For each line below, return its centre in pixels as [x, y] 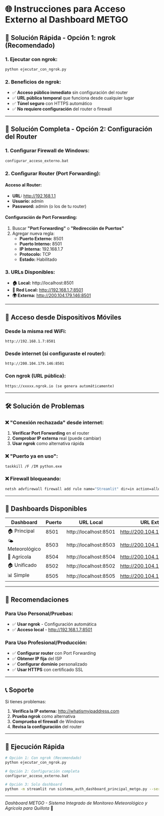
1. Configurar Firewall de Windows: [47, 151]
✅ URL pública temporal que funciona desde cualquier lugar [73, 98]
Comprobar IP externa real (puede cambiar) [57, 439]
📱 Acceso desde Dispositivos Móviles [63, 317]
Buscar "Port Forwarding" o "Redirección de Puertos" [68, 228]
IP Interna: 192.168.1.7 [41, 249]
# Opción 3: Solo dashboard [34, 785]
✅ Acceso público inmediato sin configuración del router [70, 93]
